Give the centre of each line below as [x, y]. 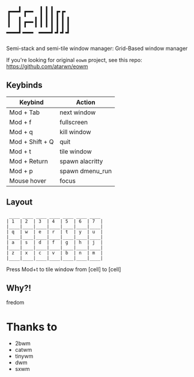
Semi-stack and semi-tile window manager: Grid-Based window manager [97, 48]
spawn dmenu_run [86, 171]
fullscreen [74, 122]
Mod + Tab [25, 112]
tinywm [24, 356]
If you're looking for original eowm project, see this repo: [74, 60]
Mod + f [20, 122]
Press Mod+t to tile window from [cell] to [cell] [64, 269]
